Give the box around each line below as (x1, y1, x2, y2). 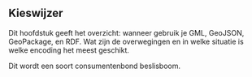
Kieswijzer (8, 6, 63, 20)
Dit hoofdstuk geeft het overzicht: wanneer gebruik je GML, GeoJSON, (8, 28, 245, 37)
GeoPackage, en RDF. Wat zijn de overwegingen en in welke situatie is (8, 36, 244, 46)
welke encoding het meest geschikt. (8, 45, 130, 55)
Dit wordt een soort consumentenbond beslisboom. (8, 61, 181, 71)
